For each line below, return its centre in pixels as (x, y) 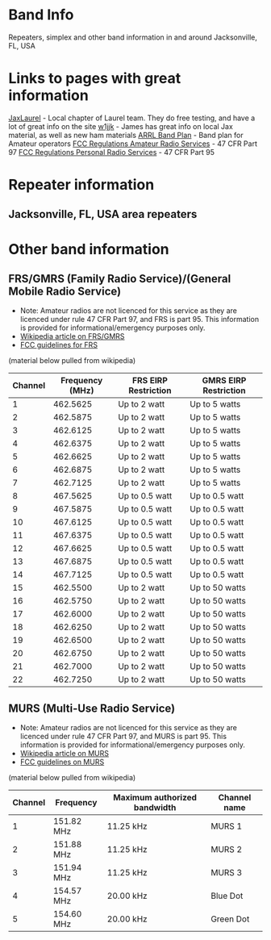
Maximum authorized (155, 798)
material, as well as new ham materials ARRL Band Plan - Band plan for (126, 135)
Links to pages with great (95, 79)
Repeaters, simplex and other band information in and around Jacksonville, (133, 37)
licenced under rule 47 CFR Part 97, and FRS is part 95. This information (140, 320)
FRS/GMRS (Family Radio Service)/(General (120, 279)
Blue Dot (227, 896)
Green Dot (230, 919)
